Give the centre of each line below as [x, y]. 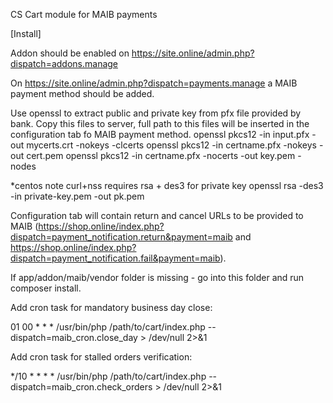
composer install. [46, 288]
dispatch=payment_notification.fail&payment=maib [115, 258]
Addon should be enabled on [70, 53]
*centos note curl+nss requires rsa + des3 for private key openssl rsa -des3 [167, 185]
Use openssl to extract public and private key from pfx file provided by [156, 113]
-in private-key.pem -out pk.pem [77, 196]
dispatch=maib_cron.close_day [74, 337]
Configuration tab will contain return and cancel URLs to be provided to [157, 215]
